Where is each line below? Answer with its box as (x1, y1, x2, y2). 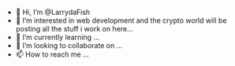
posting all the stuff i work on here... (15, 24, 133, 33)
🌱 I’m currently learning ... (15, 32, 100, 42)
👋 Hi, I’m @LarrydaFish (15, 8, 91, 16)
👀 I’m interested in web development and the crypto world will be (15, 16, 227, 25)
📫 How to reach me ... (15, 49, 89, 59)
